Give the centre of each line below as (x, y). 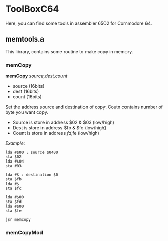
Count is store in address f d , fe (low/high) (56, 133)
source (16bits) (28, 86)
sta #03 (14, 166)
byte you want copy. (27, 112)
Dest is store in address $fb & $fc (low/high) (59, 128)
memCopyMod (24, 232)
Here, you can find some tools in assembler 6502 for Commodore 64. (79, 23)
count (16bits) (27, 97)
